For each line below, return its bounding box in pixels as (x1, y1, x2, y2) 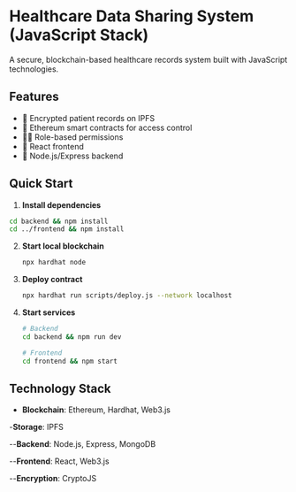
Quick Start (9, 176, 73, 191)
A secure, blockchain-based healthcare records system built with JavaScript (9, 54, 288, 65)
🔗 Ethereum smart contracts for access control (21, 122, 193, 133)
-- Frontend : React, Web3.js (9, 456, 110, 466)
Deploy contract (21, 274, 83, 285)
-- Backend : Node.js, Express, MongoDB (9, 439, 156, 450)
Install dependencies (21, 199, 102, 210)
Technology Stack (9, 381, 111, 396)
